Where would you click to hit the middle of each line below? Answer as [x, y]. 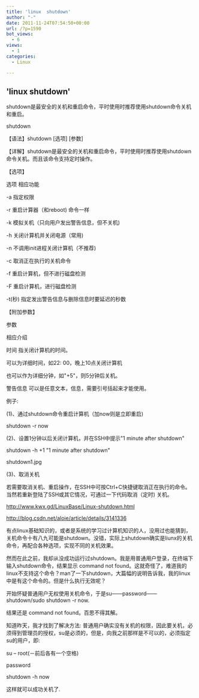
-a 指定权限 [20, 197]
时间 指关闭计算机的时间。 [38, 350]
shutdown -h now [28, 677]
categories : [21, 56]
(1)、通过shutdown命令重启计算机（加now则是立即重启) [75, 414]
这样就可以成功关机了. [34, 689]
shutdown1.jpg [24, 462]
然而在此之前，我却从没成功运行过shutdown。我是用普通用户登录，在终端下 [100, 558]
